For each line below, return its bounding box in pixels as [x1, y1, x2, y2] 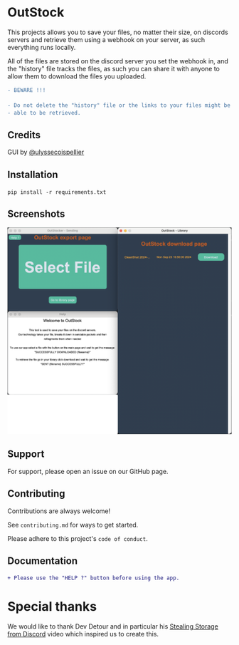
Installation [7, 168, 58, 180]
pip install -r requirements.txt [7, 189, 107, 196]
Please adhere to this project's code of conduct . [7, 534, 148, 542]
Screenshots [7, 208, 65, 220]
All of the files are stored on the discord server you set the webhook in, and [7, 56, 229, 65]
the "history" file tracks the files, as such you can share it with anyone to [7, 64, 221, 73]
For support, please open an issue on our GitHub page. [7, 467, 169, 475]
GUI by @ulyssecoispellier [7, 148, 85, 157]
